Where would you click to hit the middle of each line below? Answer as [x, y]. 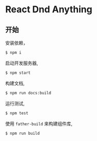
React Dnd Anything [49, 9]
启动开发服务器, [22, 63]
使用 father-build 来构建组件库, [39, 124]
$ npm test [17, 113]
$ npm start [18, 73]
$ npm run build [22, 133]
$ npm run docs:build [28, 93]
